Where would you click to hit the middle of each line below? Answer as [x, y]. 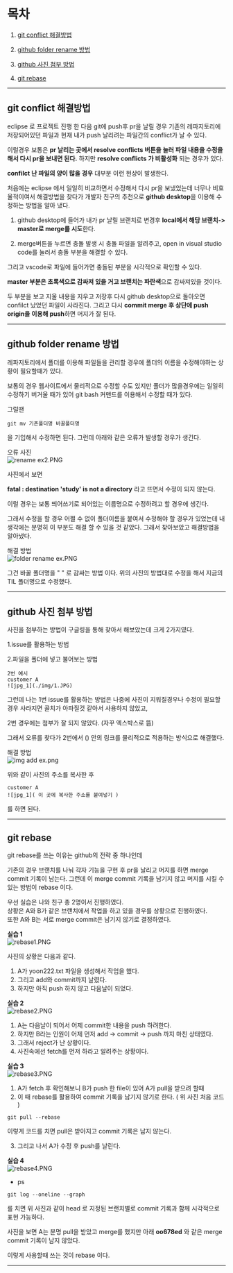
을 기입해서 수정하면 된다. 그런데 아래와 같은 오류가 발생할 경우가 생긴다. [104, 437]
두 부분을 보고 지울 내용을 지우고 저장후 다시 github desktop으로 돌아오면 [106, 296]
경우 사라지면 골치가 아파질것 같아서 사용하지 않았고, [77, 708]
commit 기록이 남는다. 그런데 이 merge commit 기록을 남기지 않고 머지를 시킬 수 [116, 879]
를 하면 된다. [24, 809]
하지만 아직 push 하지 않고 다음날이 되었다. [75, 988]
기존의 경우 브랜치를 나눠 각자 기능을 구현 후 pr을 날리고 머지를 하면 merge [108, 870]
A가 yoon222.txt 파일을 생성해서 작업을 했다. [78, 971]
